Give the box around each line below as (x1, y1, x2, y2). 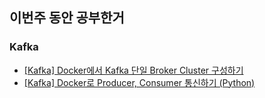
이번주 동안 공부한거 (9, 9, 125, 27)
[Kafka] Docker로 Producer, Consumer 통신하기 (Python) (23, 76, 256, 88)
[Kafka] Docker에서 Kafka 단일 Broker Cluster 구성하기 (23, 64, 244, 76)
